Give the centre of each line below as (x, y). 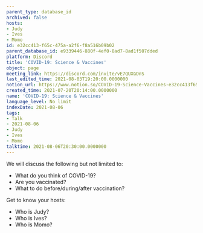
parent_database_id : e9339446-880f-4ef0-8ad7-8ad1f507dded (82, 51)
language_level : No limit (39, 101)
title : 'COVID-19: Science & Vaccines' (56, 62)
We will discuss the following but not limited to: (65, 164)
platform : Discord (29, 57)
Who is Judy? (32, 211)
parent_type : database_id (39, 12)
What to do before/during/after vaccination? (70, 188)
